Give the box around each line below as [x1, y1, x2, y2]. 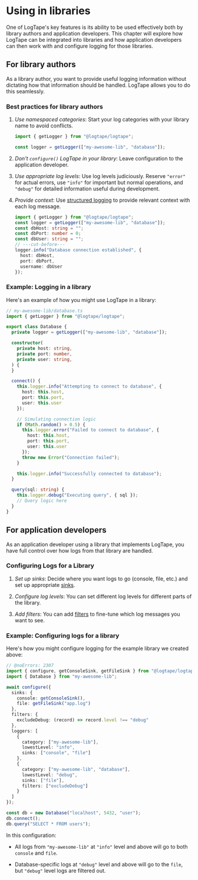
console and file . [14, 849, 58, 856]
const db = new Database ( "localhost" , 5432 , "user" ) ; [6, 810, 141, 816]
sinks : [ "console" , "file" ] [21, 750, 91, 756]
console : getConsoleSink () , [16, 695, 85, 701]
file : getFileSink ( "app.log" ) [16, 701, 91, 707]
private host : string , [16, 346, 72, 352]
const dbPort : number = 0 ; [14, 231, 81, 237]
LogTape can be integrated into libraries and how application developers [6, 36, 182, 43]
